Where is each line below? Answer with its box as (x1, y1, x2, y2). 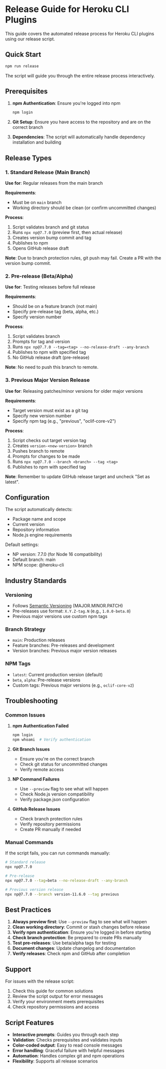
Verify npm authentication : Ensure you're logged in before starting (12, 929, 151, 935)
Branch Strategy (5, 626, 46, 633)
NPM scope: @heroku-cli (12, 562, 64, 568)
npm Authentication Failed (12, 723, 69, 729)
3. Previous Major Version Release (5, 377, 90, 384)
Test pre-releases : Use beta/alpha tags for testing (12, 940, 116, 946)
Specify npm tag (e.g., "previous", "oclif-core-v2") (12, 418, 116, 424)
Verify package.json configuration (19, 797, 90, 802)
